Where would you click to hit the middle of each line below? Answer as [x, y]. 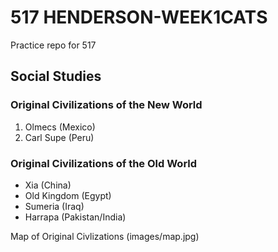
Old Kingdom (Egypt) [68, 195]
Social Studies [56, 76]
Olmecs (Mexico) [60, 127]
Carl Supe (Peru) [59, 137]
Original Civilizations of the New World [106, 105]
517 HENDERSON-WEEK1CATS [139, 17]
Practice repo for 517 [53, 45]
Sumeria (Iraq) [54, 206]
